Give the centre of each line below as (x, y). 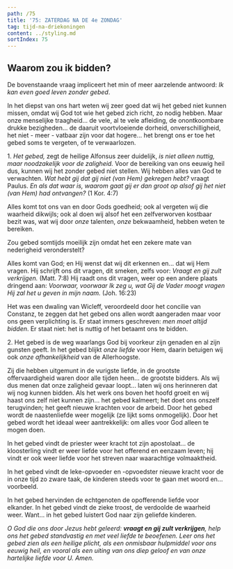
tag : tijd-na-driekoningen (46, 26)
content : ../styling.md (42, 33)
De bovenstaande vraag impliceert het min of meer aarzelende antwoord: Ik (115, 84)
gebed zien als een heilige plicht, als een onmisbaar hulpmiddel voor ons (112, 543)
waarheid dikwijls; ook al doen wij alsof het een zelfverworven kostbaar (110, 214)
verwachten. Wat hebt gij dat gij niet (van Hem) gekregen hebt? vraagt (109, 178)
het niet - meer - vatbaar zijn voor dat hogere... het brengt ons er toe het (111, 135)
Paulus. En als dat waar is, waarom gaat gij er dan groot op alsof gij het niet (116, 185)
